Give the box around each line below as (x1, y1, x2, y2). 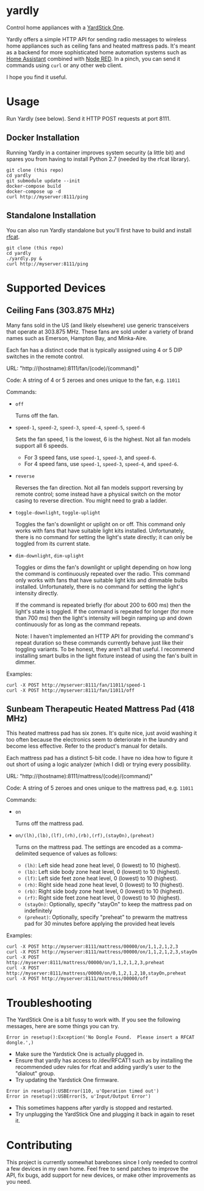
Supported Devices (6, 281, 106, 295)
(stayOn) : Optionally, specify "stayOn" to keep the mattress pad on (24, 901, 192, 908)
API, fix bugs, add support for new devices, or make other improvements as (6, 1171, 196, 1179)
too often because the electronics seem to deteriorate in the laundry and (6, 736, 189, 743)
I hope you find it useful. (6, 73, 68, 80)
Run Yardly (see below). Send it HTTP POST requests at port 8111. (6, 115, 171, 122)
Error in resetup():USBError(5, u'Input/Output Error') (6, 1093, 151, 1100)
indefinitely (24, 907, 53, 915)
